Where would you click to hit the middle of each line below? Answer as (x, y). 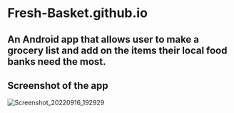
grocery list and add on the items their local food (117, 50)
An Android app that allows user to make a (103, 39)
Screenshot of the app (58, 86)
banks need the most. (57, 61)
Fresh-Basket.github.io (78, 13)
